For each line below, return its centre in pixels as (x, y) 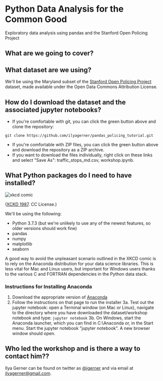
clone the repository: (33, 126)
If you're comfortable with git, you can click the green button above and (84, 121)
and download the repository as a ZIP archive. (58, 150)
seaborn (20, 249)
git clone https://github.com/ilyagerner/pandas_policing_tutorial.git (79, 135)
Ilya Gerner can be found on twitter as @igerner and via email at (69, 368)
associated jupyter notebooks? (53, 110)
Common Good (36, 19)
